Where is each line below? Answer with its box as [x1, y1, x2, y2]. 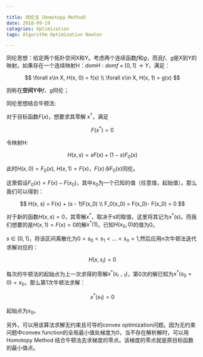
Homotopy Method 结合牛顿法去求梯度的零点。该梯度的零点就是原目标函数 [6, 337, 194, 344]
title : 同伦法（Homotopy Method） [6, 14, 90, 20]
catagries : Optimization [6, 26, 69, 32]
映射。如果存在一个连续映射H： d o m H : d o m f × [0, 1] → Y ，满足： [6, 62, 171, 69]
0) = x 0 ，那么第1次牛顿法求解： [6, 279, 86, 287]
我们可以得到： [6, 188, 44, 195]
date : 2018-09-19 [6, 20, 51, 26]
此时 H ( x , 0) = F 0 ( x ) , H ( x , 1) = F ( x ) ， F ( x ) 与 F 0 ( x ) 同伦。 [6, 165, 139, 174]
